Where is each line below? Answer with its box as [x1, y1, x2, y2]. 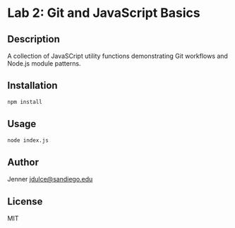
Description [7, 33, 60, 45]
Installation [7, 80, 58, 92]
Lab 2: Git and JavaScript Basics [7, 5, 201, 21]
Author [7, 156, 39, 168]
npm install [7, 98, 42, 105]
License [7, 196, 43, 208]
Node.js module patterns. [7, 59, 81, 68]
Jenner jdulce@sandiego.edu [7, 175, 93, 184]
